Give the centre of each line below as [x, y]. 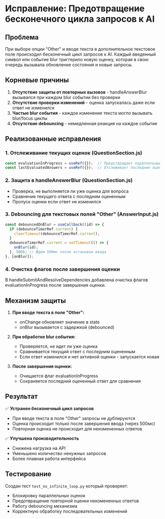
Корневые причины [37, 80]
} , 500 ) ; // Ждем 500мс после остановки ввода [58, 252]
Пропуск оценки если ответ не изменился [56, 201]
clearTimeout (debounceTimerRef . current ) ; [57, 234]
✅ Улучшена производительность [42, 438]
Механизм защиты [36, 301]
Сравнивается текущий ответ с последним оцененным [77, 351]
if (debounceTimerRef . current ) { [44, 229]
